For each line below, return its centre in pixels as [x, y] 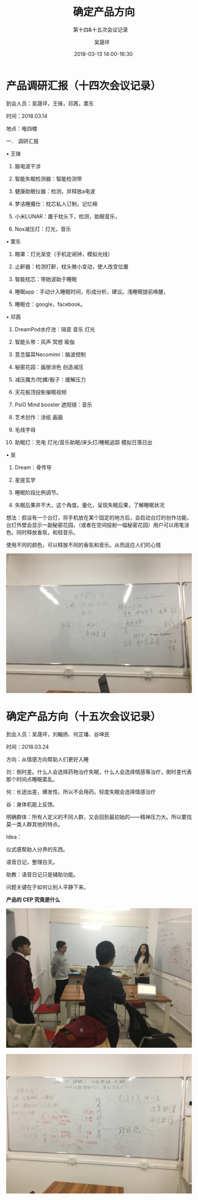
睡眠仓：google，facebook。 [50, 304]
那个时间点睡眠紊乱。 [32, 779]
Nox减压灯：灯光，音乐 [43, 229]
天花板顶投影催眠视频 [40, 392]
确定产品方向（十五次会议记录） [84, 717]
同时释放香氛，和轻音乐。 [47, 532]
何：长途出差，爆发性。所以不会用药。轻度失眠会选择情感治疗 [81, 791]
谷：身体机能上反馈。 [32, 804]
